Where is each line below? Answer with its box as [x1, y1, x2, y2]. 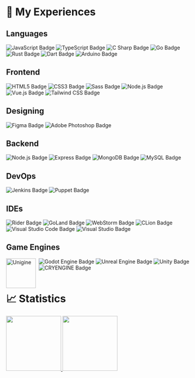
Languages [6, 29, 48, 39]
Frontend [6, 67, 40, 77]
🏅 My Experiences [6, 5, 96, 19]
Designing [6, 106, 45, 116]
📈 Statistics [6, 292, 66, 305]
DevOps [6, 171, 36, 181]
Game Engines [6, 243, 60, 253]
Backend [6, 139, 39, 149]
